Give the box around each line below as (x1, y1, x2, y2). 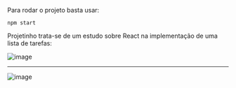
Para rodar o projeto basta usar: (7, 6, 100, 14)
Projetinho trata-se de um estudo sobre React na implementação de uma (7, 31, 218, 40)
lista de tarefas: (7, 39, 53, 47)
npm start (7, 20, 37, 27)
